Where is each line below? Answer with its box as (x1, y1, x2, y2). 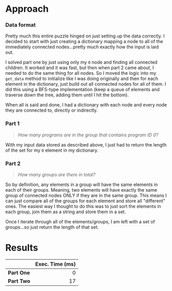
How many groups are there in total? (17, 172, 96, 178)
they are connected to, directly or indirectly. (5, 107, 98, 113)
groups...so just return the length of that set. (5, 224, 99, 231)
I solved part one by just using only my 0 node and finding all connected (5, 59, 158, 66)
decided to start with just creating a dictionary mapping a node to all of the (5, 38, 163, 45)
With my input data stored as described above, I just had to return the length (5, 141, 167, 148)
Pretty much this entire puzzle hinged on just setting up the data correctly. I (5, 33, 165, 39)
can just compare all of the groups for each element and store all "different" (5, 198, 166, 204)
